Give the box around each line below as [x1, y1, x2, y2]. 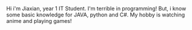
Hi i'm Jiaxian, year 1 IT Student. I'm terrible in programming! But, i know [6, 5, 187, 12]
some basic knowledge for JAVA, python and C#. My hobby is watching [6, 11, 185, 18]
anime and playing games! [6, 18, 72, 24]
